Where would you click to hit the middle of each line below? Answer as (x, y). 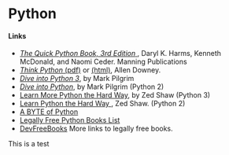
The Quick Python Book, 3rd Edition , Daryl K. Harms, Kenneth (120, 54)
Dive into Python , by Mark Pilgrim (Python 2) (92, 87)
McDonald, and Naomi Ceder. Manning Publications (103, 62)
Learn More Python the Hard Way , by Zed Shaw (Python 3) (115, 95)
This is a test (29, 144)
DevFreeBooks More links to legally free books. (96, 129)
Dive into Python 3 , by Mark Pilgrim (77, 79)
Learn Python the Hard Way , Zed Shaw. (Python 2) (102, 104)
